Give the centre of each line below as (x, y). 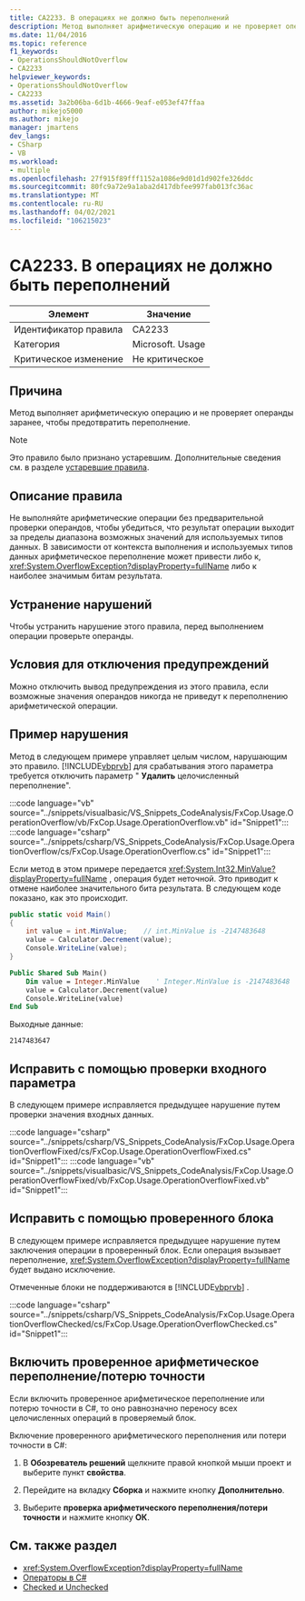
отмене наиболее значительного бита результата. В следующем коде (145, 888)
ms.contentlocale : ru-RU (56, 204)
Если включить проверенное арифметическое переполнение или (137, 1398)
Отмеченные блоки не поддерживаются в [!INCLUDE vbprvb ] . (129, 1286)
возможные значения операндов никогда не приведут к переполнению (149, 695)
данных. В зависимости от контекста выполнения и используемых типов (151, 547)
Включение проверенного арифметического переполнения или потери (148, 1435)
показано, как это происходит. (69, 897)
